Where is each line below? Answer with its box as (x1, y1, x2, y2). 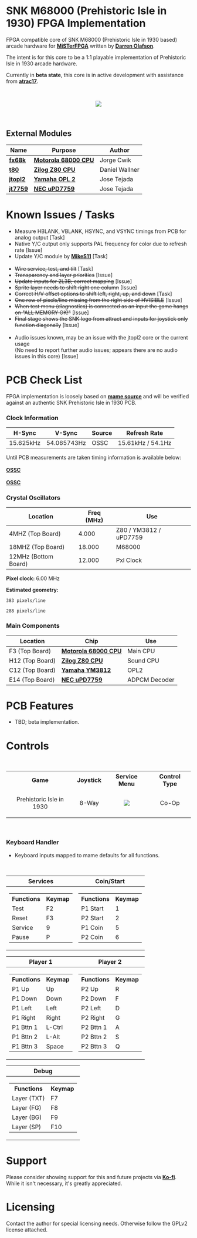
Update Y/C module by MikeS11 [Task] (14, 252, 108, 259)
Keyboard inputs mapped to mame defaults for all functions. (14, 851, 160, 858)
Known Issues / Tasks (6, 208, 115, 221)
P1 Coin (81, 923, 104, 931)
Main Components (6, 622, 60, 630)
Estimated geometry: (6, 587, 59, 594)
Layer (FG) (12, 1103, 42, 1111)
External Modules (6, 128, 72, 139)
